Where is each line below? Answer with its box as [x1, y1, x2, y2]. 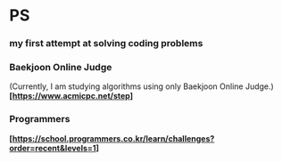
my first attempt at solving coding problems [9, 37, 203, 50]
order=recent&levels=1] [9, 142, 100, 153]
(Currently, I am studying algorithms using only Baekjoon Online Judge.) [9, 81, 274, 92]
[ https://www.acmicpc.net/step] [9, 91, 134, 101]
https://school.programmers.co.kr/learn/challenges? [12, 133, 215, 143]
